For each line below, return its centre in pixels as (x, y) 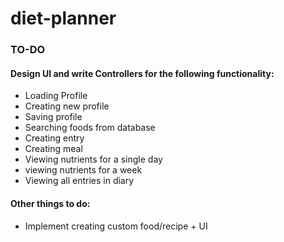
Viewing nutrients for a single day (93, 159)
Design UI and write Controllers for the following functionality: (142, 73)
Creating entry (54, 138)
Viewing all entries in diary (79, 181)
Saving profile (53, 117)
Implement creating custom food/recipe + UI (116, 226)
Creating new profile (67, 106)
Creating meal (53, 149)
